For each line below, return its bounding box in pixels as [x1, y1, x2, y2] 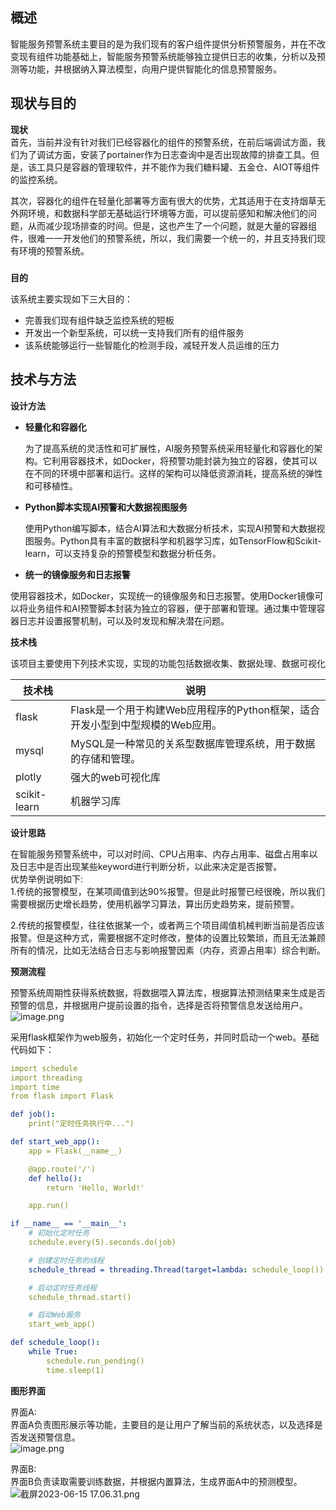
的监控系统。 [10, 173, 63, 185]
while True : [28, 1347, 78, 1357]
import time [10, 1082, 60, 1092]
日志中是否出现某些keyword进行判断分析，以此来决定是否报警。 [18, 860, 283, 872]
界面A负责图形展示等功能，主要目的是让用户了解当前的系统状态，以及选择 [10, 1418, 315, 1430]
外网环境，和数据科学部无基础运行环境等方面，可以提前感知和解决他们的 [10, 207, 308, 219]
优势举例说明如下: [10, 873, 84, 885]
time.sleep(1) [46, 1365, 105, 1375]
